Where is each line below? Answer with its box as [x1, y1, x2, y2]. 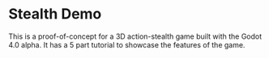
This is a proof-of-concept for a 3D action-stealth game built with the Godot [8, 31, 263, 41]
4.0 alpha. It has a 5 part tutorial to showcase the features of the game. [8, 39, 246, 49]
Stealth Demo [8, 5, 102, 23]
